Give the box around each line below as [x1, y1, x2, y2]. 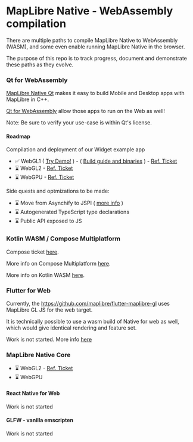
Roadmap [6, 133, 31, 140]
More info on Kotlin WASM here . [6, 271, 85, 279]
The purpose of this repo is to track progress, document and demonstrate [6, 54, 188, 62]
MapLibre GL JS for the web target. [6, 306, 93, 313]
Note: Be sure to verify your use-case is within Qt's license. [6, 119, 152, 126]
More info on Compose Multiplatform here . [6, 260, 111, 267]
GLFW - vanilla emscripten [6, 417, 73, 424]
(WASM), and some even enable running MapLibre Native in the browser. [6, 43, 185, 50]
